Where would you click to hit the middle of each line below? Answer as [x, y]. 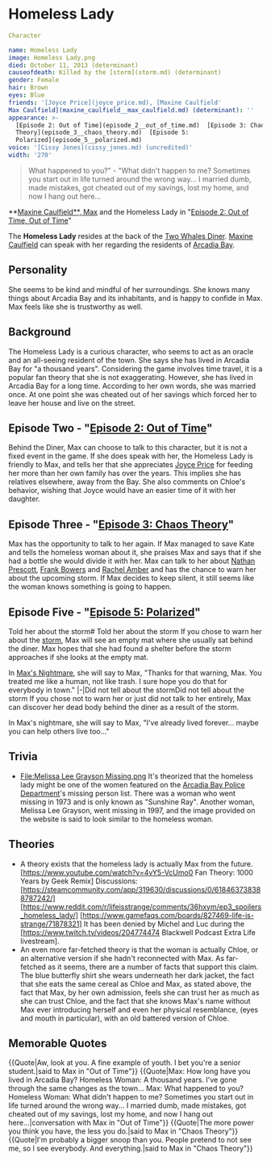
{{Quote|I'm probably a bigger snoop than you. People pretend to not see [130, 1140]
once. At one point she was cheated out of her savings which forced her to [133, 394]
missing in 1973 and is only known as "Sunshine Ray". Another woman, [138, 802]
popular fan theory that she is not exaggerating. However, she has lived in [131, 377]
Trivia [23, 756]
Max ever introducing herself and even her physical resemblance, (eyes [139, 1009]
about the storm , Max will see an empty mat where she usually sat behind [131, 640]
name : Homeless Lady [43, 50]
